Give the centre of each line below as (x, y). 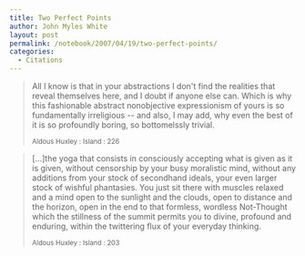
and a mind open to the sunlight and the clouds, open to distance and (162, 197)
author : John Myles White (58, 26)
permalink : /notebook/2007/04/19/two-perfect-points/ (114, 43)
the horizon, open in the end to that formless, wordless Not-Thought (160, 207)
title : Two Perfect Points (61, 18)
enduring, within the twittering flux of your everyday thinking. (147, 226)
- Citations (41, 60)
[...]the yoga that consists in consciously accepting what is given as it (162, 159)
